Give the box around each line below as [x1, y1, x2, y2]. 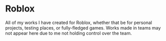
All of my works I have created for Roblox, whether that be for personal [5, 19, 152, 25]
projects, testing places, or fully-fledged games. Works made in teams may [5, 24, 161, 30]
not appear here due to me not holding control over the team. [5, 30, 132, 36]
